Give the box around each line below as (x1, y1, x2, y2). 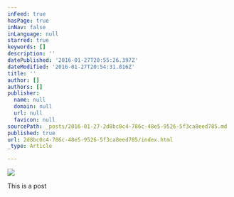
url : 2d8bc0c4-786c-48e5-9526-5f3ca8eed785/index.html (7, 136, 174, 143)
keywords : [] (7, 43, 46, 50)
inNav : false (7, 23, 46, 31)
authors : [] (7, 83, 43, 90)
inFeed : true (7, 10, 46, 18)
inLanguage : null (7, 30, 59, 38)
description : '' (7, 50, 55, 58)
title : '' (7, 70, 37, 77)
